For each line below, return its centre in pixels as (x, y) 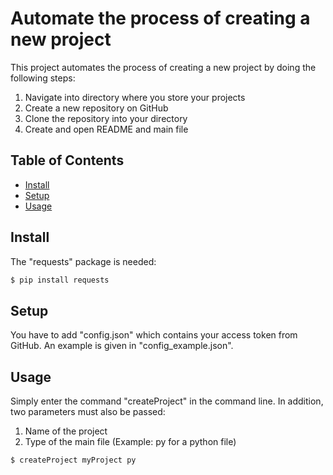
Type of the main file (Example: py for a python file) (130, 442)
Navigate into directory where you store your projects (135, 97)
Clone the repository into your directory (106, 118)
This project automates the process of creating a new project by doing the (163, 67)
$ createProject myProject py (73, 460)
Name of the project (66, 431)
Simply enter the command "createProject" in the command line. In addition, (167, 401)
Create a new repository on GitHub (96, 108)
